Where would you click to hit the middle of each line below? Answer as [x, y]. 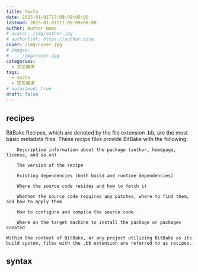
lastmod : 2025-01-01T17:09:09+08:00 [51, 23]
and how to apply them [34, 201]
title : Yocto [22, 12]
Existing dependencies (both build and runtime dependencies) [95, 175]
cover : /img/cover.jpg [34, 45]
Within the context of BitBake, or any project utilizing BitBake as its [99, 238]
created [16, 228]
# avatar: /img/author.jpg [39, 34]
